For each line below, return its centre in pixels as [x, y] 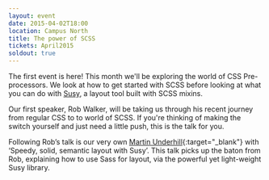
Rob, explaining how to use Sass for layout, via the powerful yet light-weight [135, 159]
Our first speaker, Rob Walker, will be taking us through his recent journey [131, 109]
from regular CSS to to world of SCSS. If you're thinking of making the [125, 117]
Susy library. [29, 167]
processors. [28, 85]
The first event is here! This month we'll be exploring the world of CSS [125, 76]
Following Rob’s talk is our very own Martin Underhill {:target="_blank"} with [134, 142]
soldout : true [32, 53]
